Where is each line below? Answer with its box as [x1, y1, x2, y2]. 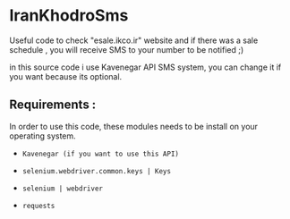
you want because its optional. [9, 71, 123, 81]
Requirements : [9, 97, 97, 113]
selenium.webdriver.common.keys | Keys [21, 166, 172, 175]
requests [21, 201, 55, 210]
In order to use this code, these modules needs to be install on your [9, 121, 258, 131]
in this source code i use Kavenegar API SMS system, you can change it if [9, 62, 282, 72]
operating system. [9, 131, 76, 141]
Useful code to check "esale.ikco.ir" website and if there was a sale [9, 35, 259, 46]
